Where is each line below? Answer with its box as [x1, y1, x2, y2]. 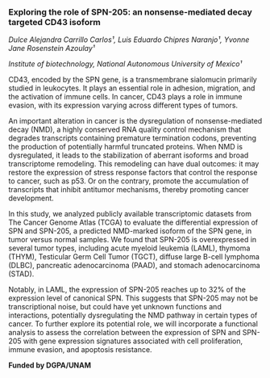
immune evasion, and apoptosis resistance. [8, 345, 152, 355]
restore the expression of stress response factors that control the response [8, 168, 258, 178]
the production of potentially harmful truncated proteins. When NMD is [8, 142, 243, 152]
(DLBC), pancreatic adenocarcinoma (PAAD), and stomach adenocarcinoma [8, 261, 260, 271]
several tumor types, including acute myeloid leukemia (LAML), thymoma [8, 243, 251, 253]
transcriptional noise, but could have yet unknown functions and [8, 302, 222, 312]
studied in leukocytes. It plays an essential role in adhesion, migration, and [8, 83, 255, 93]
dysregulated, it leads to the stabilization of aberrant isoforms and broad [8, 150, 249, 160]
